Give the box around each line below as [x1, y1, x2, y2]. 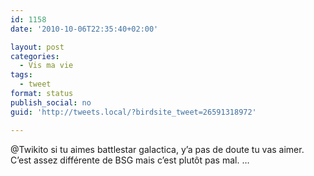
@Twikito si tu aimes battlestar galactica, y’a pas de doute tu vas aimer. [10, 143, 305, 155]
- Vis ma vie [19, 61, 74, 71]
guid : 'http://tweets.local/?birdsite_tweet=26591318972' [10, 107, 257, 117]
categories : [10, 51, 60, 61]
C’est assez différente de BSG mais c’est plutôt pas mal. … [10, 154, 250, 166]
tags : [10, 70, 33, 80]
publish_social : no [10, 97, 92, 108]
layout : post [10, 42, 65, 52]
